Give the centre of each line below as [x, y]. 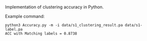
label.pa [14, 29]
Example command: [25, 16]
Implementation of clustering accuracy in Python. [54, 7]
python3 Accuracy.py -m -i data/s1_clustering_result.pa [64, 25]
